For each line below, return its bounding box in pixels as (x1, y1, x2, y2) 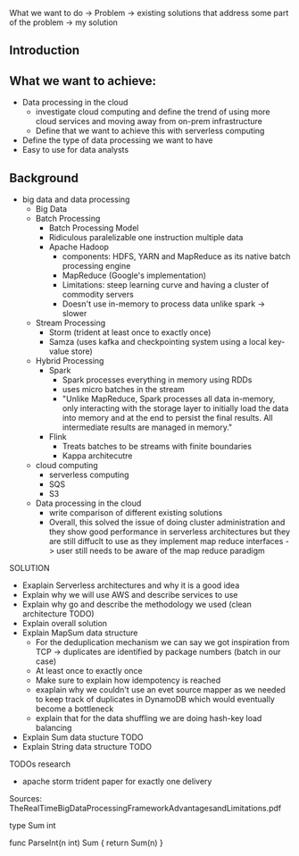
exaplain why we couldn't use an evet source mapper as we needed (35, 684, 286, 695)
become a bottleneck (35, 703, 114, 714)
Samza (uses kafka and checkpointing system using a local (48, 337, 267, 348)
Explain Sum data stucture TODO (21, 732, 144, 743)
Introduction (9, 43, 80, 58)
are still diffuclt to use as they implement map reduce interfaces (48, 536, 284, 547)
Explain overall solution (21, 618, 108, 629)
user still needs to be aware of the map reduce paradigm (56, 545, 265, 557)
